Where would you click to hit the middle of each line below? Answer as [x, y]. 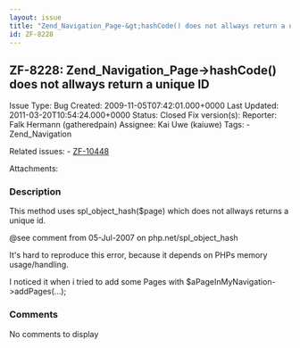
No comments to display [54, 334]
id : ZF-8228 [31, 34]
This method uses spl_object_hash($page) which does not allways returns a [149, 211]
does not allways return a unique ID [109, 84]
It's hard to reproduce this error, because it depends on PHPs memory [138, 255]
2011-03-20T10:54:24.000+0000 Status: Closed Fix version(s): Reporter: [143, 115]
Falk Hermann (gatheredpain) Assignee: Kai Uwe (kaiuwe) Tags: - [130, 125]
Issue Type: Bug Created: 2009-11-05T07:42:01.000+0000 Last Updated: [144, 106]
